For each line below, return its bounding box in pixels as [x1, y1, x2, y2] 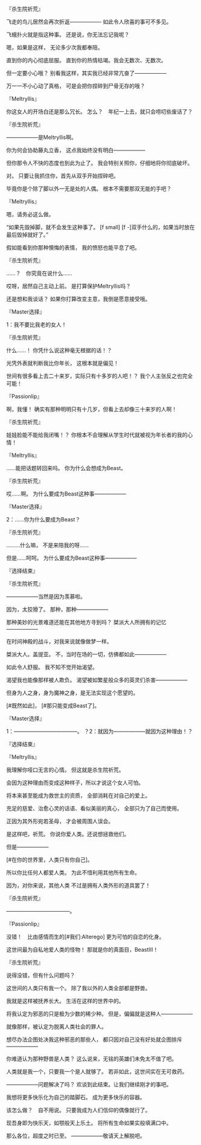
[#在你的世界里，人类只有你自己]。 [6, 856, 94, 863]
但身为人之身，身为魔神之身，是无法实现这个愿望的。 [6, 689, 139, 696]
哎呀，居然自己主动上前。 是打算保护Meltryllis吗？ [6, 283, 131, 289]
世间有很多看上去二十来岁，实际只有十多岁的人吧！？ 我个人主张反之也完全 [6, 372, 193, 379]
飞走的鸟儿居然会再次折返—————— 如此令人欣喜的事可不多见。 [6, 18, 172, 25]
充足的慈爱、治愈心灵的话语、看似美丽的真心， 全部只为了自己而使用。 [6, 805, 182, 811]
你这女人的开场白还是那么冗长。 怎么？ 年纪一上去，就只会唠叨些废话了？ [6, 108, 193, 115]
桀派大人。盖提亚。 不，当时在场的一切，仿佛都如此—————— [6, 651, 167, 657]
